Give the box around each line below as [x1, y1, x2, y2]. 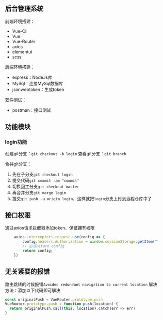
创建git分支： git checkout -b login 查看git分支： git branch [5, 150, 126, 157]
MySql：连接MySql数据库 [12, 80, 63, 86]
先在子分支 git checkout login [12, 171, 73, 177]
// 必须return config [22, 244, 65, 249]
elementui [12, 49, 33, 54]
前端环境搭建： [5, 18, 35, 24]
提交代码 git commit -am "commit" [12, 177, 80, 183]
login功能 [5, 139, 28, 145]
